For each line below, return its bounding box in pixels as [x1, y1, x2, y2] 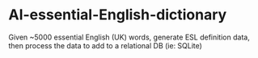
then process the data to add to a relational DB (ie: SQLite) [8, 40, 202, 50]
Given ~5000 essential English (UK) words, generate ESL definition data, [8, 32, 251, 42]
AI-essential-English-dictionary [8, 6, 227, 24]
